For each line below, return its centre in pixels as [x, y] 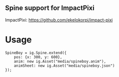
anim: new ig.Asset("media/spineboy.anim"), [60, 61]
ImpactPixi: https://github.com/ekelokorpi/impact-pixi [59, 20]
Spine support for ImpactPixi [50, 8]
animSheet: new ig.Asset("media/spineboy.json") [64, 66]
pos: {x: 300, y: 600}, [38, 57]
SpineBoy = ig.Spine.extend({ [36, 53]
